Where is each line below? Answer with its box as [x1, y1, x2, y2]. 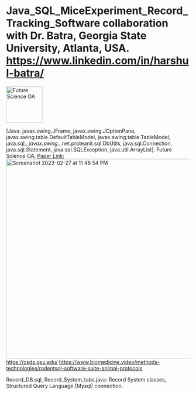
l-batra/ [6, 66, 44, 80]
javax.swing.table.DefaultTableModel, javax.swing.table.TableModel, [6, 133, 171, 140]
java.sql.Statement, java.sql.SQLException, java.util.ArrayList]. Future [6, 146, 173, 153]
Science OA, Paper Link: [6, 152, 64, 159]
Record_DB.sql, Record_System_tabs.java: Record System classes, [6, 376, 167, 383]
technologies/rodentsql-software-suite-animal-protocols [6, 364, 143, 372]
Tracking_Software [6, 16, 101, 30]
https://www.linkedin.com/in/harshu [6, 54, 189, 67]
